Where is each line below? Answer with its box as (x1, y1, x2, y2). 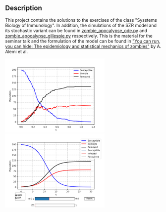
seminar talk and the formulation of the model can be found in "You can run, (5, 38, 161, 44)
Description (5, 4, 42, 12)
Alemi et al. (5, 48, 28, 54)
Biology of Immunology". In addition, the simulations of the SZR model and (5, 22, 157, 28)
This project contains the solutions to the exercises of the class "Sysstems (5, 17, 157, 23)
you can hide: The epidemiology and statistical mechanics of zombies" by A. (5, 43, 162, 49)
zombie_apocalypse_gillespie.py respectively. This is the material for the (5, 33, 153, 39)
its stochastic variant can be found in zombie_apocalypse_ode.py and (5, 27, 147, 34)
